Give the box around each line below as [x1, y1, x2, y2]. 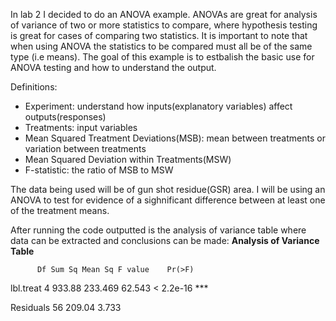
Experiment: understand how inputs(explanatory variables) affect [24, 100, 293, 112]
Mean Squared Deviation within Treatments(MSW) [24, 154, 232, 165]
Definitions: [10, 81, 58, 93]
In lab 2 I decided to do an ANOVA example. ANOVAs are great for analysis [10, 9, 318, 20]
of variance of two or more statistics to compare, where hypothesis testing [10, 19, 318, 31]
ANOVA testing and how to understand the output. [10, 62, 217, 73]
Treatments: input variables [24, 122, 138, 133]
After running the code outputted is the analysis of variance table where [10, 224, 307, 236]
